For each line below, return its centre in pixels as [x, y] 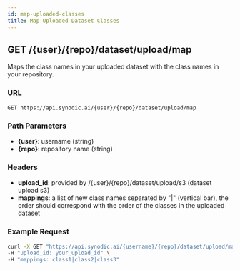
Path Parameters [37, 126]
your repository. [31, 74]
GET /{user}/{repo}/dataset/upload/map [100, 50]
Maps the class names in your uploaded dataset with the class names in [113, 67]
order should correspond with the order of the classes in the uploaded [121, 206]
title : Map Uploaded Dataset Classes [64, 21]
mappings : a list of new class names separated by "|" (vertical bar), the [123, 198]
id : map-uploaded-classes [46, 14]
